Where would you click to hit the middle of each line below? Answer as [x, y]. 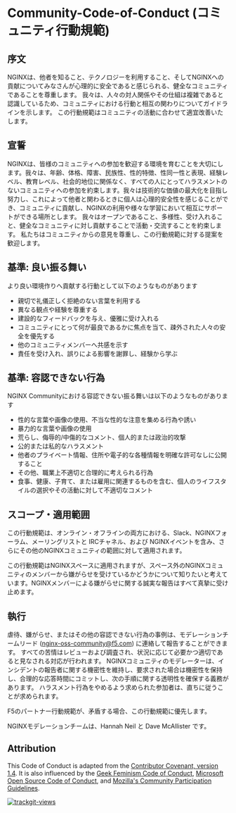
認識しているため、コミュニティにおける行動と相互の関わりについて [105, 104]
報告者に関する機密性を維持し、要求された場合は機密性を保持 [133, 670]
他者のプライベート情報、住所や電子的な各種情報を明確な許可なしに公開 [122, 455]
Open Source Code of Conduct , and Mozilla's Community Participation [110, 781]
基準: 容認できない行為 [56, 378]
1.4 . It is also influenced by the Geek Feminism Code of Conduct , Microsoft [115, 773]
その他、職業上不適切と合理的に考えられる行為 [85, 473]
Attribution [32, 749]
